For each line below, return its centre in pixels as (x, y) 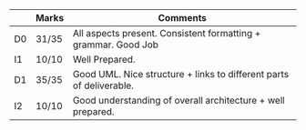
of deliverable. (103, 85)
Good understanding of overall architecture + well (178, 100)
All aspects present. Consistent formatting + (167, 33)
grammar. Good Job (116, 45)
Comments (183, 18)
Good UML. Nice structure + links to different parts (181, 74)
